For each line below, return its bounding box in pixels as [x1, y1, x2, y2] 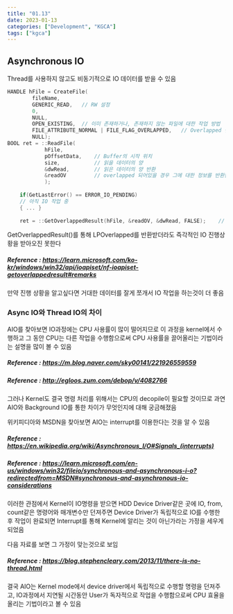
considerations [7, 481, 52, 490]
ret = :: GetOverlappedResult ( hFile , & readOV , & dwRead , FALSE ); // [19, 217, 225, 224]
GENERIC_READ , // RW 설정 [32, 101, 110, 108]
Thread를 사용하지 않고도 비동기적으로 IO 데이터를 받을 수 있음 [7, 74, 177, 83]
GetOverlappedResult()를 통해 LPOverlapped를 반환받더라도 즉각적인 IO [7, 230, 207, 239]
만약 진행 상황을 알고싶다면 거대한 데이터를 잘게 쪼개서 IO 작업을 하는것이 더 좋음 [7, 289, 224, 297]
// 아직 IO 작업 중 [19, 198, 69, 205]
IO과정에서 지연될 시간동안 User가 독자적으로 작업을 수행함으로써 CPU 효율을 [16, 591, 225, 599]
